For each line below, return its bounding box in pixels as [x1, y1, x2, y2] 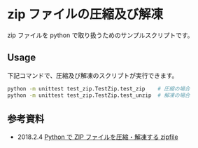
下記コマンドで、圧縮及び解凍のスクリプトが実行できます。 [7, 71, 178, 79]
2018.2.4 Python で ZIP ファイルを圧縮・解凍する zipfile [17, 133, 178, 141]
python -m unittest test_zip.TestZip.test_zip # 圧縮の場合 [7, 85, 190, 92]
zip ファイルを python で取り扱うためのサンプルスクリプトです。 [7, 31, 194, 39]
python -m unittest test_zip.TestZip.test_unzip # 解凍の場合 [7, 92, 190, 99]
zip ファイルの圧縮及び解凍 [7, 6, 163, 22]
